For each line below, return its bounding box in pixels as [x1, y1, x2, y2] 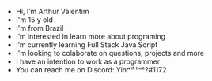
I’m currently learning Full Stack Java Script [15, 40, 158, 50]
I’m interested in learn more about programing [15, 31, 166, 41]
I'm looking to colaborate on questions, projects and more [15, 49, 204, 57]
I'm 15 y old [15, 15, 54, 24]
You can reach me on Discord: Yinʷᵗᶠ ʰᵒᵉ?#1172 [15, 65, 167, 74]
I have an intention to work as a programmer [15, 57, 161, 66]
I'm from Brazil [15, 24, 64, 32]
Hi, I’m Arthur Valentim [15, 7, 89, 16]
